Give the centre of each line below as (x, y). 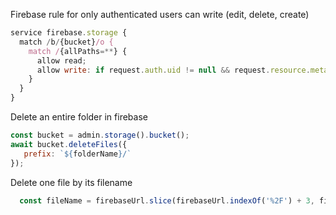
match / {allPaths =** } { (78, 51)
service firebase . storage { (69, 33)
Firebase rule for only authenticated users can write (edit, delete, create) (160, 14)
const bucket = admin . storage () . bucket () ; (100, 135)
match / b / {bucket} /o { (66, 42)
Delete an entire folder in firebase (79, 117)
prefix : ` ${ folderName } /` (77, 154)
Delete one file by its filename (71, 182)
